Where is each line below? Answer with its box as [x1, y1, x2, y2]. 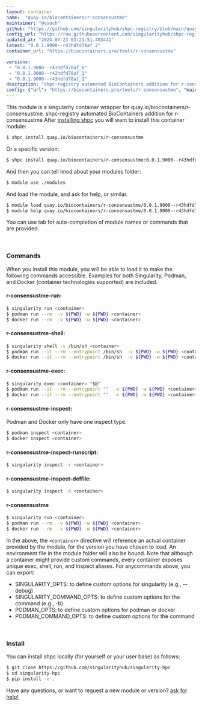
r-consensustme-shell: [6, 330, 66, 337]
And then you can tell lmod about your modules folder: [6, 168, 141, 175]
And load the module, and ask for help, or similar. [6, 191, 128, 198]
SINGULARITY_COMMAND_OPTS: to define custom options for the [14, 593, 180, 600]
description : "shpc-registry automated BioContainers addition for [6, 81, 179, 87]
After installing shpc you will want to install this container [44, 116, 185, 124]
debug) [14, 587, 34, 594]
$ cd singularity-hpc [6, 670, 61, 676]
